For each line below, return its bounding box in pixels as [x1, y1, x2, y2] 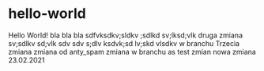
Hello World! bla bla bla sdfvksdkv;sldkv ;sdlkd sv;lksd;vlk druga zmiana [8, 30, 243, 40]
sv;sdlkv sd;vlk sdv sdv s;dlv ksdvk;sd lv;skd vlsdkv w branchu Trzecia [8, 38, 239, 48]
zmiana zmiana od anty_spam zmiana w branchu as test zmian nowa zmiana [8, 47, 257, 56]
